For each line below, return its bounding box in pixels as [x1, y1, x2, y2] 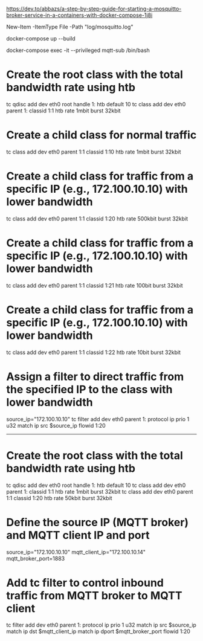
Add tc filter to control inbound [6, 576, 164, 590]
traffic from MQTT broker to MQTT [6, 588, 182, 602]
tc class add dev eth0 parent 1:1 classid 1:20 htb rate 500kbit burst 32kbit [6, 214, 188, 222]
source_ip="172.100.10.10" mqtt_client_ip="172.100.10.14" [6, 548, 146, 555]
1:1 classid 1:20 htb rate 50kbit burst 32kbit [6, 494, 113, 501]
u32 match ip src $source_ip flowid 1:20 [6, 422, 106, 429]
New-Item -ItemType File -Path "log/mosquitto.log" [6, 24, 134, 30]
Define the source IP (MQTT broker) [6, 515, 189, 529]
